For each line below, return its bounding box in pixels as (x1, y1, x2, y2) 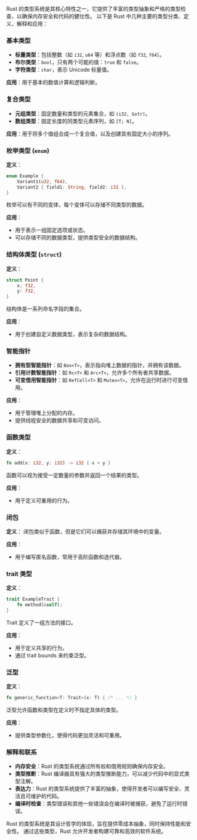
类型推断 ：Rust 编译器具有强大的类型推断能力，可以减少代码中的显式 (14, 770, 184, 777)
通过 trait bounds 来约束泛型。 (14, 651, 90, 659)
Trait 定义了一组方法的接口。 (6, 619, 76, 626)
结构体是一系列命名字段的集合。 (6, 305, 85, 312)
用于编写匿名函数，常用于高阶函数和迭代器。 (14, 553, 125, 560)
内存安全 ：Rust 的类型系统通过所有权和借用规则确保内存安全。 (14, 763, 169, 770)
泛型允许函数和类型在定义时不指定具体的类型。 (6, 706, 121, 713)
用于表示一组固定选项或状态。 (14, 226, 88, 234)
